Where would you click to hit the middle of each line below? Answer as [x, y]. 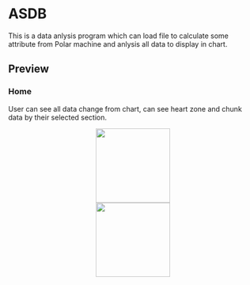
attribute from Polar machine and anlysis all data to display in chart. [118, 44]
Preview [29, 69]
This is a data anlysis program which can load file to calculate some [119, 36]
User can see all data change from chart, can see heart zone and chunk [125, 108]
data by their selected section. [58, 117]
